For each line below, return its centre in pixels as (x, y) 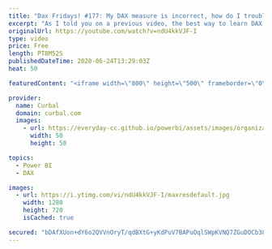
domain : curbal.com (49, 113)
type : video (28, 39)
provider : (25, 98)
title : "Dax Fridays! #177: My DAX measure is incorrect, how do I (125, 16)
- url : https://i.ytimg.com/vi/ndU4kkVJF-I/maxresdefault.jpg (123, 195)
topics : (21, 158)
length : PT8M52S (36, 54)
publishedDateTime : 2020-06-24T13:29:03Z (79, 62)
